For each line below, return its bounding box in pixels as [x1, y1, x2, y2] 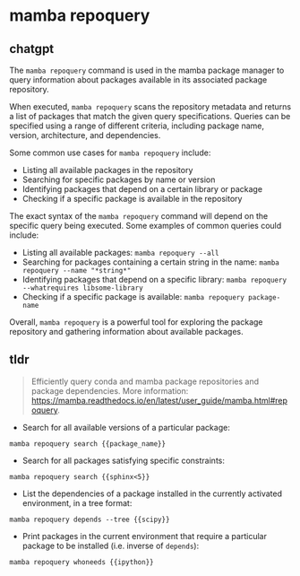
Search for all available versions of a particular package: [21, 422, 230, 432]
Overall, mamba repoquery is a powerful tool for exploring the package [9, 317, 263, 327]
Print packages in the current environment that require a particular [21, 530, 267, 541]
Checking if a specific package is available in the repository [21, 194, 243, 204]
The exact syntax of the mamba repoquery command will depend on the [9, 211, 269, 221]
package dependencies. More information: [30, 385, 189, 396]
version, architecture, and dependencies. [9, 130, 161, 140]
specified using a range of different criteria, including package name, [9, 120, 265, 131]
